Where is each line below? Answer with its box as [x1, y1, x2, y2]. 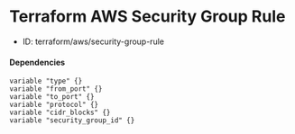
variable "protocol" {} [9, 101, 99, 110]
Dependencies [9, 57, 66, 67]
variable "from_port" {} [9, 85, 103, 94]
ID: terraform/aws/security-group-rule [22, 36, 165, 47]
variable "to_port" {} [9, 93, 95, 102]
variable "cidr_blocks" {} [9, 108, 111, 118]
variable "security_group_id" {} [9, 116, 135, 125]
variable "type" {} [9, 76, 83, 86]
